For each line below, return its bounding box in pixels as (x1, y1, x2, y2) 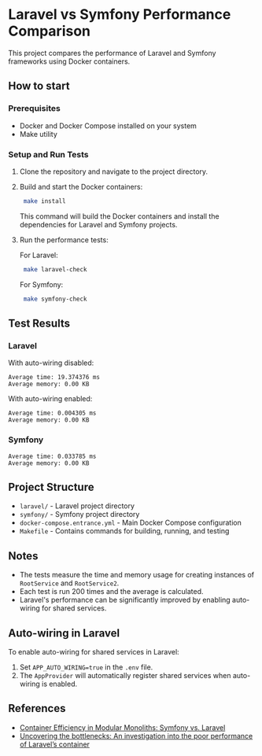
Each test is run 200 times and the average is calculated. (19, 587, 204, 596)
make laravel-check (23, 265, 87, 273)
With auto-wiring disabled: (8, 358, 94, 367)
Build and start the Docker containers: (19, 182, 143, 191)
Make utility (19, 129, 57, 138)
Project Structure (8, 480, 94, 493)
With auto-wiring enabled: (8, 394, 93, 404)
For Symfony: (19, 279, 64, 289)
